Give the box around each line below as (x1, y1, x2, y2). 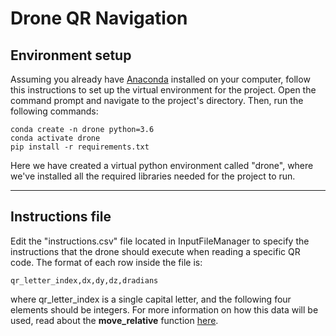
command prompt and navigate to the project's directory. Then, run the (10, 95, 304, 106)
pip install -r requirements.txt (10, 142, 150, 152)
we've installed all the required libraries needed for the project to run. (10, 170, 296, 182)
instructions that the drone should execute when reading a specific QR (10, 245, 301, 257)
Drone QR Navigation (10, 7, 188, 30)
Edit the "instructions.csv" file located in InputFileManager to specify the (10, 235, 310, 247)
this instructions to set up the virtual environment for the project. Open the (10, 84, 317, 96)
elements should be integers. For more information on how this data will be (10, 303, 319, 316)
